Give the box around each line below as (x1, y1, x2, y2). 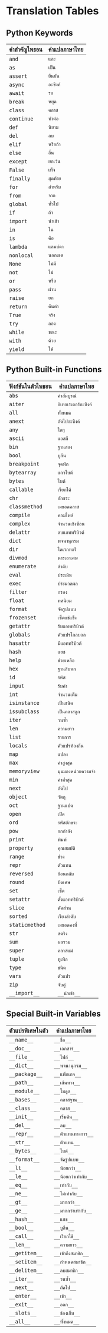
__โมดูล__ (54, 1088, 77, 1094)
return (9, 303, 28, 310)
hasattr (9, 640, 31, 647)
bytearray (9, 469, 37, 476)
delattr (9, 529, 31, 536)
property (9, 845, 34, 851)
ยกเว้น (48, 158, 61, 164)
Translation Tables (6, 4, 99, 18)
